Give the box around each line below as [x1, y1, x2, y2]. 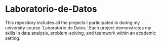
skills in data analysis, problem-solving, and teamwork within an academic [5, 30, 157, 36]
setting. [5, 35, 21, 41]
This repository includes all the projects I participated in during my [5, 20, 140, 25]
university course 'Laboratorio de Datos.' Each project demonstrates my [5, 24, 152, 30]
